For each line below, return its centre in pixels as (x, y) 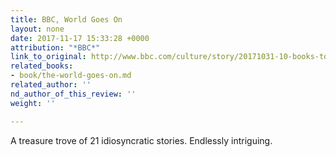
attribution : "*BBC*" (55, 47)
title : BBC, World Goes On (66, 19)
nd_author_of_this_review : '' (73, 94)
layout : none (37, 29)
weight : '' (33, 103)
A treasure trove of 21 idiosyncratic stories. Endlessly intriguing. (141, 140)
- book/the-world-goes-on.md (71, 76)
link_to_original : (48, 57)
